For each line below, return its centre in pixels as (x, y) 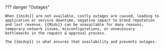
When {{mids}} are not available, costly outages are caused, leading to (82, 16)
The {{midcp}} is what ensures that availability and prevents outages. (81, 42)
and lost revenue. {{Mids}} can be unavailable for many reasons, (74, 24)
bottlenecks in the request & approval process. (56, 33)
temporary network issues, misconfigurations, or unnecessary (70, 29)
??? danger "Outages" (27, 7)
